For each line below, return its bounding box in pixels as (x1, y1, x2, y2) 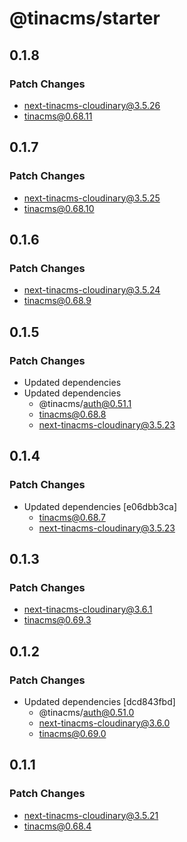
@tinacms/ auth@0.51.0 (38, 707, 135, 718)
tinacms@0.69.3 (23, 614, 92, 626)
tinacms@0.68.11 (23, 110, 93, 122)
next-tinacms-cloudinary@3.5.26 (23, 99, 161, 111)
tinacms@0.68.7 (38, 511, 106, 523)
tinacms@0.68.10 (23, 202, 95, 214)
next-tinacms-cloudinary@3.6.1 (23, 603, 153, 616)
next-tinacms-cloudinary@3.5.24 (23, 284, 161, 296)
